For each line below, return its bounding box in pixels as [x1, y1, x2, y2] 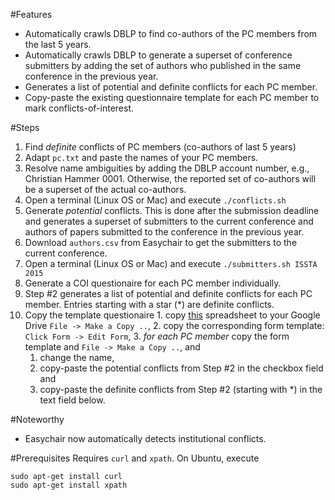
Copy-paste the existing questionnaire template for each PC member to [24, 92, 320, 103]
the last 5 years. [24, 39, 92, 50]
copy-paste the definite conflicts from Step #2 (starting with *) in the [39, 384, 323, 395]
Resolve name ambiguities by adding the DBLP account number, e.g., [24, 162, 310, 174]
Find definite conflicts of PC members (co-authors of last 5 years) [24, 141, 297, 153]
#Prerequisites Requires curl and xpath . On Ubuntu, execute [10, 452, 260, 464]
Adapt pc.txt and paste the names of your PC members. [24, 152, 259, 163]
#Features [10, 9, 53, 20]
